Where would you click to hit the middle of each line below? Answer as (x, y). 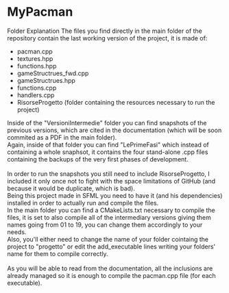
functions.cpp (37, 88)
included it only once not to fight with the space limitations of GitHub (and (111, 181)
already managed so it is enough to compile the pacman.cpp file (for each (111, 275)
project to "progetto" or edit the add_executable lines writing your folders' (111, 246)
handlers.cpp (36, 95)
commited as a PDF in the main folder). (62, 137)
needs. (17, 232)
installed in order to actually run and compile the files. (83, 203)
